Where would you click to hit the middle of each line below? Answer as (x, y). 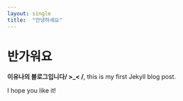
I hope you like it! (32, 91)
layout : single (29, 13)
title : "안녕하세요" (35, 20)
